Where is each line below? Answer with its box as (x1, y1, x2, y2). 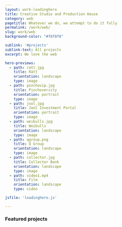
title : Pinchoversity (14, 88, 57, 92)
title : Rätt (14, 70, 38, 75)
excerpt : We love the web (5, 52, 57, 57)
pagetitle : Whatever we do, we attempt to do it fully (5, 20, 118, 26)
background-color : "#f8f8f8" (5, 34, 64, 39)
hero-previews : (5, 61, 36, 65)
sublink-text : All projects (5, 47, 62, 52)
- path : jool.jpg (9, 101, 44, 106)
